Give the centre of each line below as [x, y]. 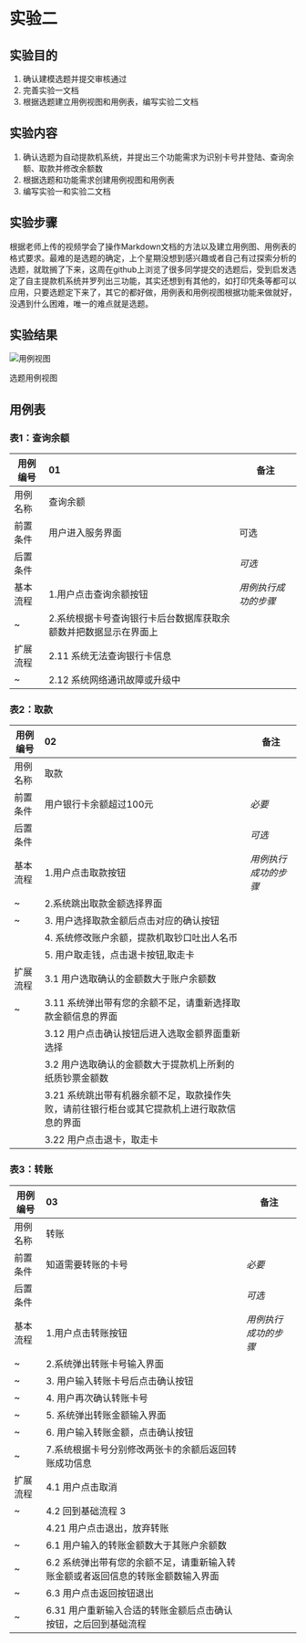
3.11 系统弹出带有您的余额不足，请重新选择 [138, 1003]
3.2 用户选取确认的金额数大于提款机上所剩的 [139, 1064]
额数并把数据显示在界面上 [103, 633]
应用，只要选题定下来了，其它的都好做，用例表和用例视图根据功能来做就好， [153, 292]
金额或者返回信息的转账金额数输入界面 [137, 1575]
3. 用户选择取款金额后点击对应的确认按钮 [132, 921]
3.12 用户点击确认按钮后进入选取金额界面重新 [143, 1034]
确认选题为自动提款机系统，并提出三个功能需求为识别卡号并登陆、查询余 [158, 157]
